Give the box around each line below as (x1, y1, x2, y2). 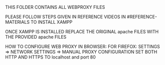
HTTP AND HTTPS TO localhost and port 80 (5, 54, 96, 60)
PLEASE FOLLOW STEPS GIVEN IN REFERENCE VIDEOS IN (5, 14, 126, 19)
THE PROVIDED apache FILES (5, 34, 67, 40)
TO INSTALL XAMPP (30, 19, 73, 25)
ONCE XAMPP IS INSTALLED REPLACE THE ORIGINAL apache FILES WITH (5, 29, 159, 34)
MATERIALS (5, 19, 30, 25)
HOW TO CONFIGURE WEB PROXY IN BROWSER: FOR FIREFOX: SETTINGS (5, 44, 161, 49)
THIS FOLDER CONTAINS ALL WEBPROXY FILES (5, 4, 105, 10)
